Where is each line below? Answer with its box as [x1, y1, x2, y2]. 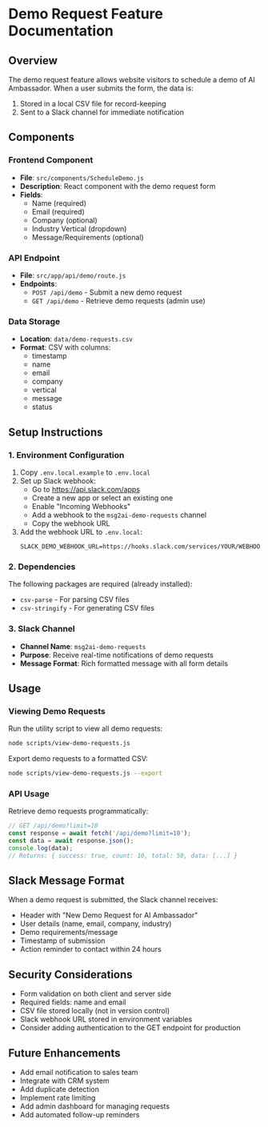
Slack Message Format [8, 874, 126, 888]
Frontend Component [8, 154, 94, 166]
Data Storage [8, 315, 61, 327]
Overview [8, 54, 58, 67]
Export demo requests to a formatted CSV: [8, 754, 148, 764]
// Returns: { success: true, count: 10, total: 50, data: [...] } [8, 852, 238, 860]
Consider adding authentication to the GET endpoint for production [19, 1023, 242, 1033]
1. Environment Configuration [8, 449, 125, 460]
